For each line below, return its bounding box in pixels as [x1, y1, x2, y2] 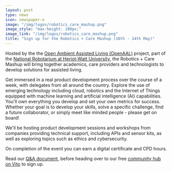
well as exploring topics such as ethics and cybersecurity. [5, 136, 128, 142]
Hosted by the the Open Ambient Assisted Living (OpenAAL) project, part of [5, 50, 166, 56]
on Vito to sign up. [5, 161, 44, 167]
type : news [5, 12, 29, 17]
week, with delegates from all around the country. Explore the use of [5, 82, 150, 88]
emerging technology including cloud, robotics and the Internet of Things [5, 87, 160, 93]
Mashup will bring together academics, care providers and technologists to [5, 61, 164, 67]
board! [5, 114, 20, 121]
